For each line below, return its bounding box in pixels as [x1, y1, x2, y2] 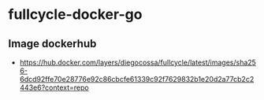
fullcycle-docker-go [8, 6, 143, 24]
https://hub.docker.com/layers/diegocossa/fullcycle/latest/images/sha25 [19, 57, 256, 67]
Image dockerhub [8, 37, 97, 50]
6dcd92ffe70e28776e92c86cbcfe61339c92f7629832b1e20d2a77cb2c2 [19, 75, 255, 83]
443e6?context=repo [19, 83, 89, 92]
